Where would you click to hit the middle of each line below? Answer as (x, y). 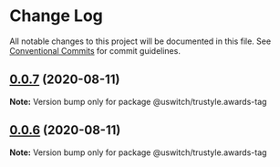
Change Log (56, 16)
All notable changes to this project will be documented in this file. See (140, 41)
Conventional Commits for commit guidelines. (95, 50)
